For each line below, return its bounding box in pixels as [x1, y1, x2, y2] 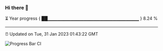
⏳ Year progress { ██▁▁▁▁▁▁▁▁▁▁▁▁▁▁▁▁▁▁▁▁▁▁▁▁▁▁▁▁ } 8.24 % [5, 15, 158, 21]
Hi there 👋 [5, 4, 29, 11]
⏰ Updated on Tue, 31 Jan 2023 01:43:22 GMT [5, 31, 98, 37]
